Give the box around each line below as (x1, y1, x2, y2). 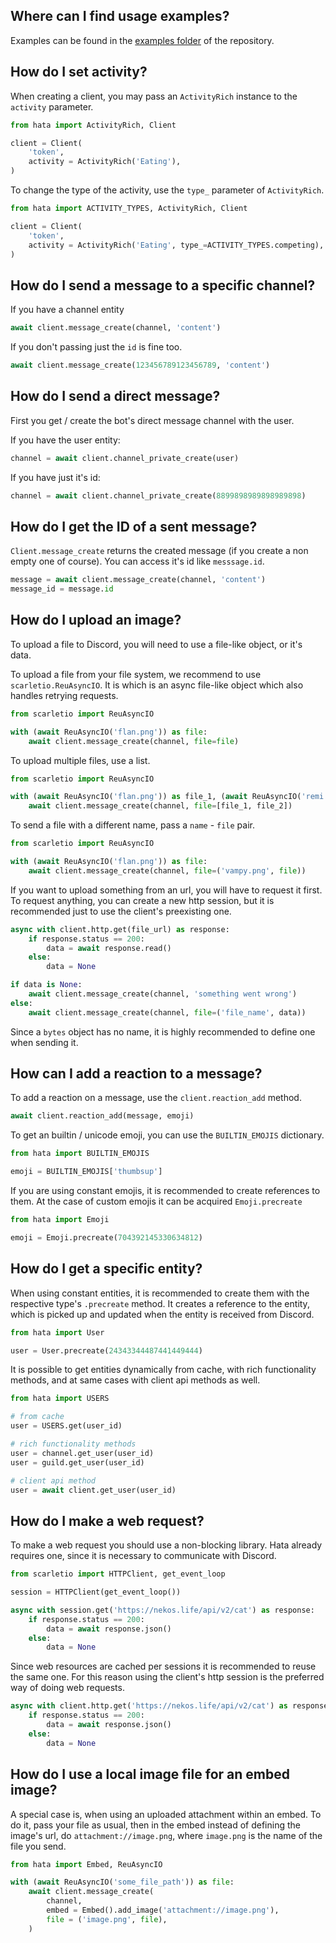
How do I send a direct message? (10, 388, 221, 405)
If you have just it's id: (10, 471, 101, 483)
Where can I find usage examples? (10, 8, 230, 25)
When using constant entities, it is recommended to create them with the (10, 1287, 310, 1299)
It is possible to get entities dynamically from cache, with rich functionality (10, 1364, 317, 1376)
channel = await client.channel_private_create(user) (10, 453, 240, 463)
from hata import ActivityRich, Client (10, 120, 177, 130)
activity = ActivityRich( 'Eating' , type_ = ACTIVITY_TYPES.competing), (28, 240, 325, 250)
